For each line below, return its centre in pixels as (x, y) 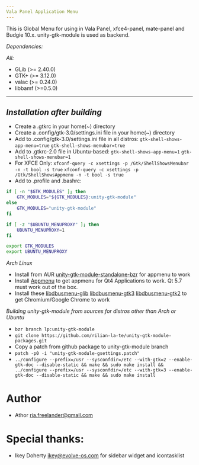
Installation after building (54, 112)
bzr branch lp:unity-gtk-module (54, 329)
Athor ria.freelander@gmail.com (54, 415)
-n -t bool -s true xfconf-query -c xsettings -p (77, 170)
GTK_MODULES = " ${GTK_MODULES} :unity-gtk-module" (76, 197)
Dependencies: (25, 46)
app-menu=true (32, 146)
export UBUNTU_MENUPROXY (37, 252)
